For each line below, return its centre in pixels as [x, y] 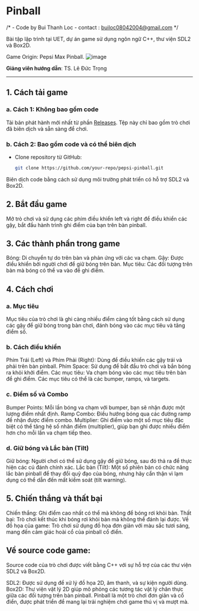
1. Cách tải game [37, 92]
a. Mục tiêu [23, 306]
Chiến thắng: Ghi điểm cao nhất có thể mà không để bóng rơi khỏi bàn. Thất [99, 513]
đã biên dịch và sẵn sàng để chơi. [47, 128]
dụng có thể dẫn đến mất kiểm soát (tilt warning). [66, 480]
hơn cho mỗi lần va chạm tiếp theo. [49, 433]
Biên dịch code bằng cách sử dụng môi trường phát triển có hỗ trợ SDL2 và [98, 179]
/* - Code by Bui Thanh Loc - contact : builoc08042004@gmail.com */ [92, 27]
